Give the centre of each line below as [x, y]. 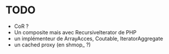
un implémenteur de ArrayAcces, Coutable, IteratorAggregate [88, 38]
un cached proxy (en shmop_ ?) [52, 45]
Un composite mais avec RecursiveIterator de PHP [75, 32]
